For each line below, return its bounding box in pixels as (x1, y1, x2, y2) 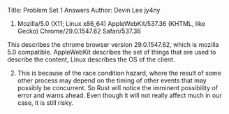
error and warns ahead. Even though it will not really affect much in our (17, 91, 222, 99)
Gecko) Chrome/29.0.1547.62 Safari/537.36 (17, 27, 141, 35)
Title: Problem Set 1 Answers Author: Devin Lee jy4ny (7, 6, 161, 14)
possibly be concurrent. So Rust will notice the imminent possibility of (17, 84, 219, 92)
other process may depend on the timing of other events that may (17, 76, 207, 85)
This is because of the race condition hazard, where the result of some (17, 69, 221, 77)
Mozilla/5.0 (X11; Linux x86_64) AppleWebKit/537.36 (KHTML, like (17, 20, 206, 27)
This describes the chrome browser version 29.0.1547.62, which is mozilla (7, 41, 219, 48)
